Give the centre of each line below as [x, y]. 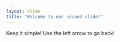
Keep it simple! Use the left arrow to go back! [61, 33]
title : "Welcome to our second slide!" [55, 17]
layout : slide [23, 11]
